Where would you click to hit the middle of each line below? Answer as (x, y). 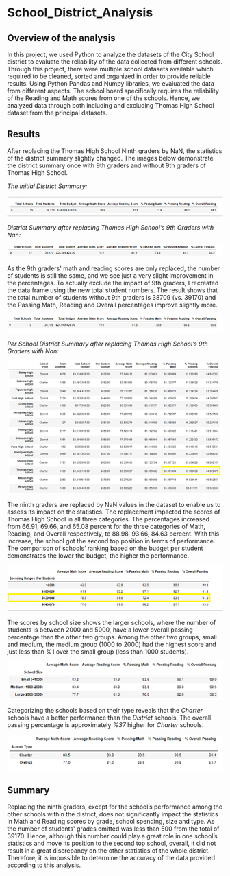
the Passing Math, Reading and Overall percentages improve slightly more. (112, 305)
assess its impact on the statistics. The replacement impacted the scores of (114, 512)
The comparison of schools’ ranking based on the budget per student (105, 548)
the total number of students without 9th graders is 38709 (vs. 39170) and (112, 298)
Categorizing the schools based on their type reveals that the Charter (105, 711)
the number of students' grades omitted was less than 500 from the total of (113, 829)
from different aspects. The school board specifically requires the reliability (113, 91)
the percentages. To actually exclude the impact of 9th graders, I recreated (113, 283)
